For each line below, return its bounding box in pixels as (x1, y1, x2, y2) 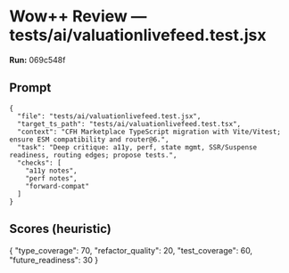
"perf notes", (25, 173, 78, 183)
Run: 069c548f (9, 54, 66, 65)
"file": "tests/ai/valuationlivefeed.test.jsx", (17, 111, 202, 121)
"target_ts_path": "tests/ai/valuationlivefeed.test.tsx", (17, 119, 242, 128)
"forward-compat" (25, 181, 90, 190)
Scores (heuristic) (9, 221, 111, 237)
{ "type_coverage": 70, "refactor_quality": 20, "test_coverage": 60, (9, 245, 252, 255)
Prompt (9, 80, 52, 95)
